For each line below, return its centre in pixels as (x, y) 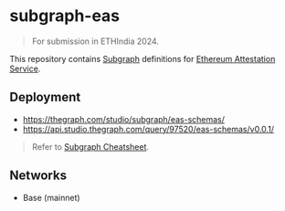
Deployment (45, 97)
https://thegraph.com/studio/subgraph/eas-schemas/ (124, 119)
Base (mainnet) (51, 197)
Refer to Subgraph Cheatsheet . (90, 146)
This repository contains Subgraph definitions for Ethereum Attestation (142, 58)
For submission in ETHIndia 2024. (95, 41)
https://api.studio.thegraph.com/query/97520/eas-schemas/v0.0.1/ (148, 129)
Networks (38, 176)
